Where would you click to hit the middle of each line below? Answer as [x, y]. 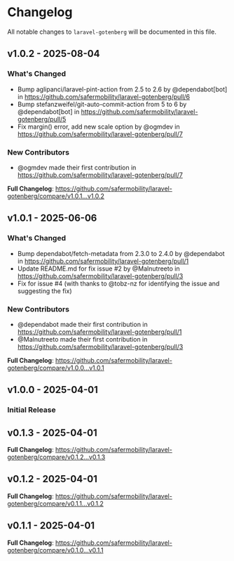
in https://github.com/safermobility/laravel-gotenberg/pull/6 [104, 96]
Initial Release [32, 410]
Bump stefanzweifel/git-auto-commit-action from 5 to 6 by [102, 104]
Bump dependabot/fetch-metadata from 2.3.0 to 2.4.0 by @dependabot [121, 253]
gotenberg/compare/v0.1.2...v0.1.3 [56, 457]
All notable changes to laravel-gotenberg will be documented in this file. [112, 32]
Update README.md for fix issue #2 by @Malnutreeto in [98, 269]
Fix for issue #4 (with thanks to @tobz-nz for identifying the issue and [118, 283]
